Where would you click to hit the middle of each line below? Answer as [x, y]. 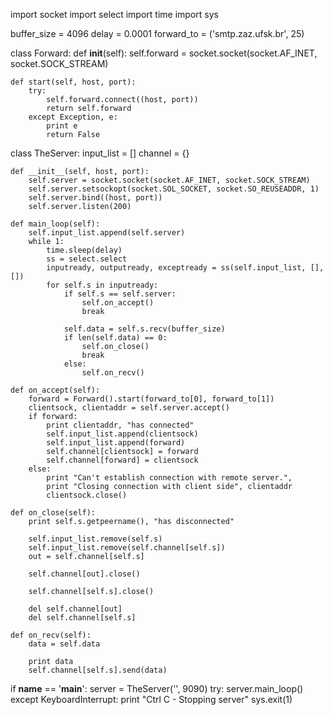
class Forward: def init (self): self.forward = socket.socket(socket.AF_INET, [164, 53]
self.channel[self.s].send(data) [98, 670]
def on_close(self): [53, 513]
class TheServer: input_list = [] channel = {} [100, 153]
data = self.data [64, 644]
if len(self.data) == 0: [115, 338]
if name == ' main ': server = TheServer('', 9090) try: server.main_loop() [157, 688]
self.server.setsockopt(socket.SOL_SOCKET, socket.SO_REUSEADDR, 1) [174, 189]
